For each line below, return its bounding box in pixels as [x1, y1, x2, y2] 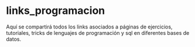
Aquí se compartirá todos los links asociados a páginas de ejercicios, [6, 23, 173, 30]
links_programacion [6, 4, 105, 17]
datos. [6, 35, 22, 42]
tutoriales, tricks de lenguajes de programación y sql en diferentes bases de [6, 29, 190, 36]
